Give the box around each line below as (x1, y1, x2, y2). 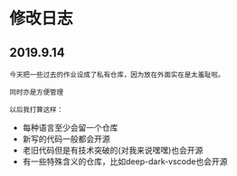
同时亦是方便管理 (9, 88, 64, 97)
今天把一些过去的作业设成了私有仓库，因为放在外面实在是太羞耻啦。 (9, 70, 225, 79)
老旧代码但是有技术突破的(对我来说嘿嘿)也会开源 (22, 145, 204, 155)
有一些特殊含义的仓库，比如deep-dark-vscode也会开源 (22, 156, 228, 167)
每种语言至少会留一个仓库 (22, 123, 118, 133)
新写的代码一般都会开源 (22, 134, 110, 144)
